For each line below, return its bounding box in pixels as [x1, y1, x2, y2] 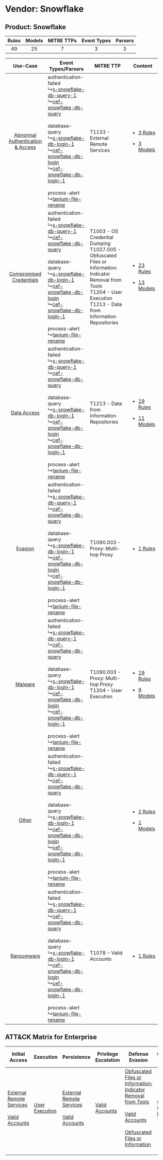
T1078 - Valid [89, 950, 123, 956]
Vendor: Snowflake [5, 3, 84, 15]
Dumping [89, 240, 111, 247]
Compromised [9, 270, 42, 277]
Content [133, 62, 153, 69]
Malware [15, 681, 35, 687]
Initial [12, 1050, 25, 1057]
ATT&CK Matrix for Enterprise [5, 1033, 97, 1041]
